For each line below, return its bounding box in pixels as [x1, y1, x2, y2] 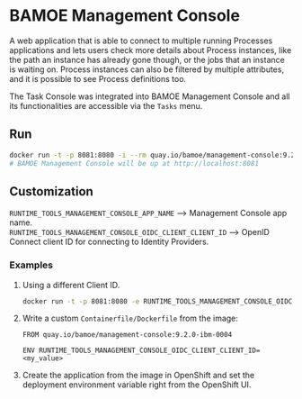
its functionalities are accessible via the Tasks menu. [9, 100, 203, 111]
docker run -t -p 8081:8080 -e [22, 296, 140, 306]
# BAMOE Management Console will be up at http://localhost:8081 [9, 159, 259, 168]
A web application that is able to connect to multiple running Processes [9, 35, 273, 46]
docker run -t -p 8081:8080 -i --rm [9, 150, 147, 159]
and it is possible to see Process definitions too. [9, 73, 187, 84]
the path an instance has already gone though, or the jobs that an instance [9, 54, 285, 65]
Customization [9, 184, 94, 199]
